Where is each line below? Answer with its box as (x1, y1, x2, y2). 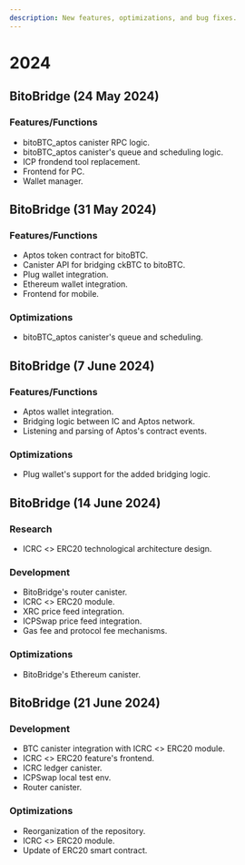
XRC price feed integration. (22, 606, 125, 617)
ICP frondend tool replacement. (22, 156, 141, 167)
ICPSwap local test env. (22, 772, 112, 783)
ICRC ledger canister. (22, 762, 103, 774)
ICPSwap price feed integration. (22, 616, 142, 626)
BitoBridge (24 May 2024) (9, 88, 160, 105)
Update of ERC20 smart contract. (22, 844, 148, 856)
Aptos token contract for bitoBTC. (22, 249, 149, 260)
